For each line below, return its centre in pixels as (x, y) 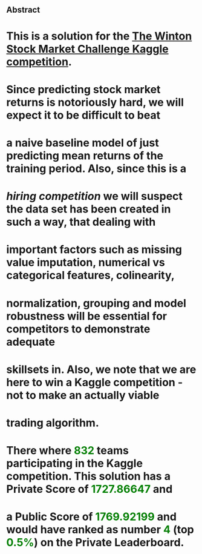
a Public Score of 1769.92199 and (92, 517)
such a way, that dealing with (81, 222)
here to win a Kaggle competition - (95, 382)
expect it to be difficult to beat (83, 115)
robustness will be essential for (87, 316)
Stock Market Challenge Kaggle (87, 49)
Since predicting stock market (83, 89)
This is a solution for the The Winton (99, 36)
